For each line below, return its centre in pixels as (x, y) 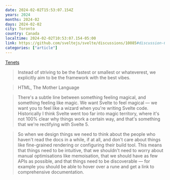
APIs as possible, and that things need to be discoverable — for (84, 161)
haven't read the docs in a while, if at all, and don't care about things (89, 139)
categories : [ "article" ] (31, 48)
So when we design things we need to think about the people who (87, 134)
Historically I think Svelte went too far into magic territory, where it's (88, 113)
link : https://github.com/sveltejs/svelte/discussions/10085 (71, 43)
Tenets (12, 62)
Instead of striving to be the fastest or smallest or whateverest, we (87, 72)
